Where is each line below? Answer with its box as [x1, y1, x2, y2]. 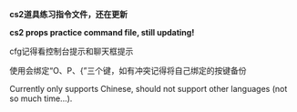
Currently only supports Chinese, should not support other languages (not [9, 84, 288, 94]
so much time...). [9, 93, 73, 104]
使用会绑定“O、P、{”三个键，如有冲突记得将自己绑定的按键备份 [9, 66, 247, 76]
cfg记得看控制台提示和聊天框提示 [9, 46, 134, 56]
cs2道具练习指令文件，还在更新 [9, 9, 128, 19]
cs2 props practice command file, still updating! [9, 27, 195, 37]
